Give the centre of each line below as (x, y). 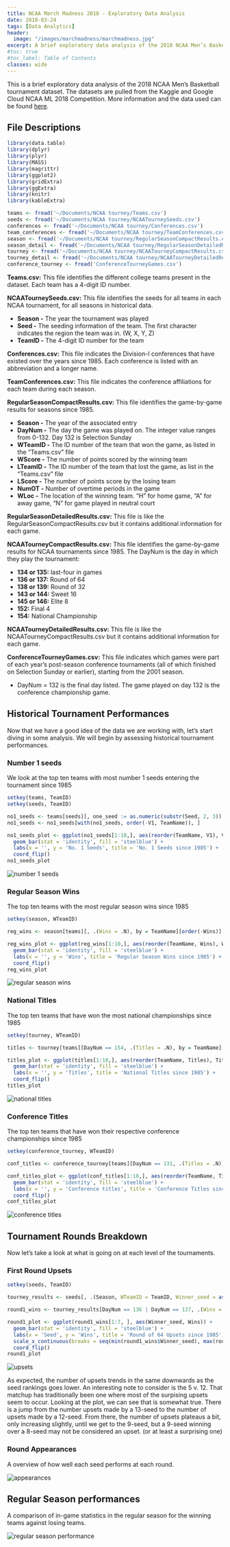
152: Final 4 (34, 609)
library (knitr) (29, 194)
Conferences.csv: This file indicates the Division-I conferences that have (111, 354)
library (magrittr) (33, 169)
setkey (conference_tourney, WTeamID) (61, 1151)
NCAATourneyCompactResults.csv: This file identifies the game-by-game (113, 545)
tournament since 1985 (39, 785)
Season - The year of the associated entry (77, 423)
